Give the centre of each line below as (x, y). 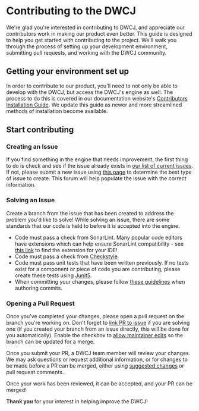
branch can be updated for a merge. (50, 342)
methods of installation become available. (57, 111)
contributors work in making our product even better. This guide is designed (99, 33)
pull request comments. (35, 372)
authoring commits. (38, 288)
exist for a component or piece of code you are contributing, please (97, 269)
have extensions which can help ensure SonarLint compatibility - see (99, 244)
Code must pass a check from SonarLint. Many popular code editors (98, 237)
